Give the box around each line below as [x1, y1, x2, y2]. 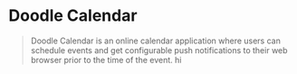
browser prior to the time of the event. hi [30, 54, 182, 65]
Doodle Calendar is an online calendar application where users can [30, 35, 282, 46]
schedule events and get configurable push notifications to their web [30, 44, 288, 55]
